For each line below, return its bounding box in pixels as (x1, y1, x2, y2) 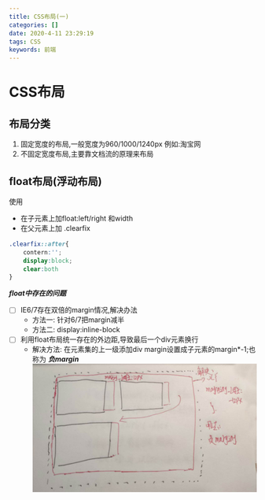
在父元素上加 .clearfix (20, 223, 91, 232)
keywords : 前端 (9, 46, 57, 54)
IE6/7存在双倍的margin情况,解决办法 (20, 306, 138, 315)
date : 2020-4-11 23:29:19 (9, 29, 94, 37)
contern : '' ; (23, 248, 62, 256)
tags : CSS (9, 38, 42, 46)
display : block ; (23, 257, 73, 265)
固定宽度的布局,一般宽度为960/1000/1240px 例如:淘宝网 (20, 139, 201, 149)
